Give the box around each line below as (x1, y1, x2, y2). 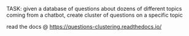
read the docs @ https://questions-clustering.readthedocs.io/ (6, 23, 162, 30)
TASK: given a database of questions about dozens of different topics (6, 5, 182, 12)
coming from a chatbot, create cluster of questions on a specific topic (6, 11, 183, 19)
